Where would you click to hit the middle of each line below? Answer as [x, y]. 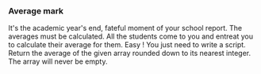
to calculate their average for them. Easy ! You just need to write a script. [127, 45]
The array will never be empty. [58, 61]
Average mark [36, 11]
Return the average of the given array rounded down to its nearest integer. [130, 54]
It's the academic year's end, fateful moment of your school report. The [125, 28]
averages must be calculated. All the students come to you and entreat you [131, 36]
